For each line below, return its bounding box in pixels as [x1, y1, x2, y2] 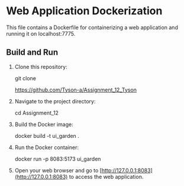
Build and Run [6, 48, 58, 58]
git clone [14, 74, 37, 81]
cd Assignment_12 [14, 109, 59, 116]
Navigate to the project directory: [14, 97, 96, 105]
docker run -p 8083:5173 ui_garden [14, 155, 101, 162]
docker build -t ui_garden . [14, 132, 80, 139]
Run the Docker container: [14, 144, 79, 151]
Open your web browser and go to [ [14, 166, 102, 174]
